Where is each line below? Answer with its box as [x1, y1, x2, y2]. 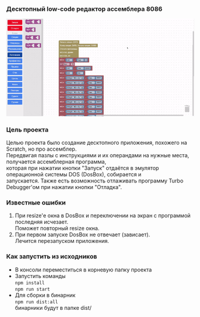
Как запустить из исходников [6, 252, 97, 261]
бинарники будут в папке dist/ [14, 304, 92, 311]
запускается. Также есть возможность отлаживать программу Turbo [6, 177, 184, 184]
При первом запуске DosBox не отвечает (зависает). [14, 231, 150, 238]
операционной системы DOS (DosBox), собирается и [6, 170, 141, 178]
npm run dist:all [14, 298, 59, 305]
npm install [14, 280, 45, 286]
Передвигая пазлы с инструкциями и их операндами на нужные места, [6, 151, 189, 158]
